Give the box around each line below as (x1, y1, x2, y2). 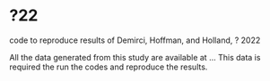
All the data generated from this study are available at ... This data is (9, 52, 261, 62)
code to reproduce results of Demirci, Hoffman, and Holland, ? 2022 (9, 35, 261, 45)
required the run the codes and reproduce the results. (9, 61, 208, 72)
